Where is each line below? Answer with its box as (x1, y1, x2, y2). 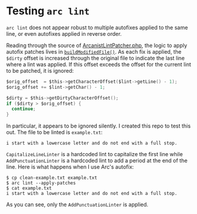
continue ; (11, 106, 36, 112)
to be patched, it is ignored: (6, 67, 74, 74)
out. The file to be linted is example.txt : (6, 129, 103, 136)
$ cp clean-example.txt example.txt (6, 175, 97, 181)
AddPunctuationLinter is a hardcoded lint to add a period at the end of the (6, 157, 188, 165)
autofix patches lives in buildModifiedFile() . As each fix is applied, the (6, 48, 182, 55)
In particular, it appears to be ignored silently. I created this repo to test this (6, 122, 191, 129)
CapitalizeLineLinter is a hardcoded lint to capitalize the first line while (6, 151, 183, 158)
